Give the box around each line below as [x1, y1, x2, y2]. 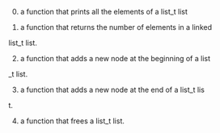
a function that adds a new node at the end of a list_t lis [19, 85, 205, 94]
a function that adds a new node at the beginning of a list [19, 54, 211, 63]
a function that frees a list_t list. [19, 116, 125, 126]
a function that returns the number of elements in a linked [19, 23, 213, 31]
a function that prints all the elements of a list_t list [19, 7, 188, 16]
